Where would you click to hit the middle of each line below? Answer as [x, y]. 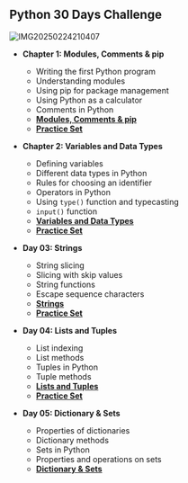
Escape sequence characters [90, 294]
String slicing [60, 265]
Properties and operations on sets [98, 459]
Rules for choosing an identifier [94, 183]
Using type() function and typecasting [107, 201]
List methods [60, 357]
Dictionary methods [72, 440]
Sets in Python [63, 450]
